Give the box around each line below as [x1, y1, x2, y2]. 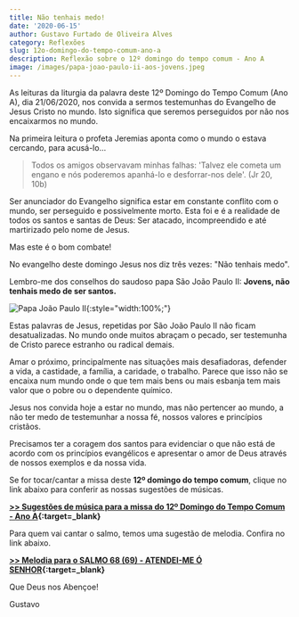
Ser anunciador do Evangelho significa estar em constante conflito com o [9, 195, 279, 206]
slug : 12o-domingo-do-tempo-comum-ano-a [9, 46, 162, 55]
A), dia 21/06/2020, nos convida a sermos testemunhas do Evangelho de [9, 96, 277, 107]
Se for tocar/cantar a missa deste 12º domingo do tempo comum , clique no [9, 474, 287, 485]
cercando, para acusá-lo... [9, 142, 107, 152]
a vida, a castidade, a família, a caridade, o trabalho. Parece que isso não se [9, 366, 288, 376]
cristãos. [9, 421, 42, 432]
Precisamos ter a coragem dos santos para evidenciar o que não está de [9, 438, 276, 448]
